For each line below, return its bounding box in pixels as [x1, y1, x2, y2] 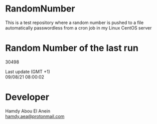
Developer [5, 91, 49, 103]
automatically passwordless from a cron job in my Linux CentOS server [5, 24, 152, 30]
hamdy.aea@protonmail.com [5, 113, 65, 119]
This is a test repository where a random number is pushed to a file [5, 19, 144, 25]
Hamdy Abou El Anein [5, 108, 51, 114]
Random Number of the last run [5, 42, 139, 54]
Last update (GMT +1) [5, 68, 50, 74]
